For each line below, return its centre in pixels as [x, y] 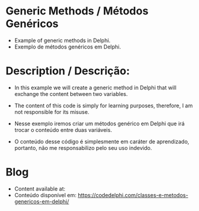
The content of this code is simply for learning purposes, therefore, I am [103, 106]
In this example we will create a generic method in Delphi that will [95, 88]
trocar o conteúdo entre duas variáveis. [63, 129]
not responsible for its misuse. [52, 111]
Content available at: [40, 189]
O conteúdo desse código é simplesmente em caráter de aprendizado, [102, 141]
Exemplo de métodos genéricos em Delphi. [68, 47]
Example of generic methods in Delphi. [62, 40]
